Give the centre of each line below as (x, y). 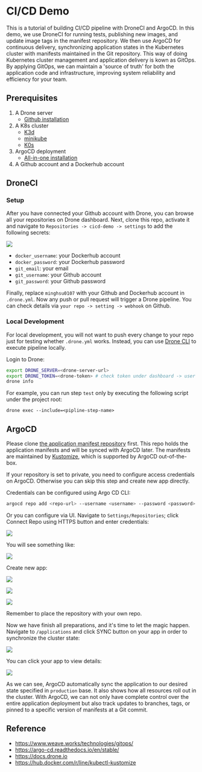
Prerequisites (32, 98)
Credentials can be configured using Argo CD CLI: (68, 493)
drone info (20, 382)
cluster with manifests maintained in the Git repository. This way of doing (97, 53)
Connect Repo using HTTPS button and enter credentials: (78, 522)
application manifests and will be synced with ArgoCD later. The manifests (99, 450)
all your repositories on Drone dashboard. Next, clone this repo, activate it (98, 220)
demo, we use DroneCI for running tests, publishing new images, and (92, 34)
